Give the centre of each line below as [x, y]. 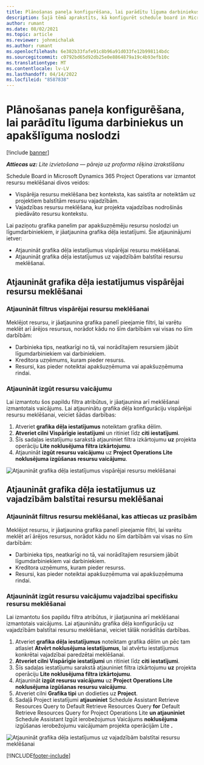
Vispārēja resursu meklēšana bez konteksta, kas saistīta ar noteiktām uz [105, 195]
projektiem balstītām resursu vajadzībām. [67, 201]
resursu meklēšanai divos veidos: [48, 182]
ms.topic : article [29, 35]
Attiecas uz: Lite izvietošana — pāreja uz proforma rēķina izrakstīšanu [95, 164]
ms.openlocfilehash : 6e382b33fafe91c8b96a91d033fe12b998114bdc [88, 52]
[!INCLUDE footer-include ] [39, 756]
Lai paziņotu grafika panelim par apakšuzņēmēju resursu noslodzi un [93, 226]
